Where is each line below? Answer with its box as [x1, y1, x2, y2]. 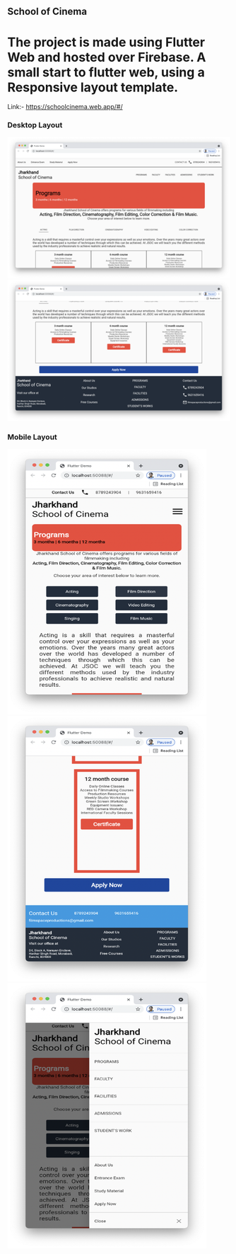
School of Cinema [7, 6, 87, 18]
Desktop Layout [7, 120, 63, 130]
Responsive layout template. [7, 79, 179, 95]
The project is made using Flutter [7, 34, 206, 50]
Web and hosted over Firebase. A [7, 49, 206, 65]
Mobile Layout [7, 432, 58, 442]
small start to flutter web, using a [7, 64, 205, 80]
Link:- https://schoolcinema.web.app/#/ [7, 103, 123, 111]
